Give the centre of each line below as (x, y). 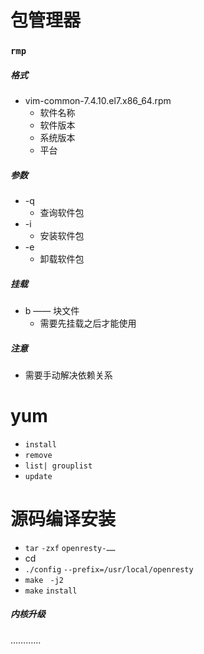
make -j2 (44, 580)
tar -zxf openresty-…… (70, 548)
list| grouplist (58, 466)
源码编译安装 (63, 519)
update (38, 476)
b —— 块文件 (52, 311)
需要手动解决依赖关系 (68, 375)
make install (51, 591)
